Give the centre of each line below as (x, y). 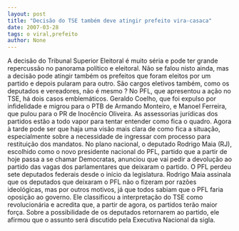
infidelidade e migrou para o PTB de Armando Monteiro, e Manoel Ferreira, (117, 106)
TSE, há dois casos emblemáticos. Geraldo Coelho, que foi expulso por (112, 99)
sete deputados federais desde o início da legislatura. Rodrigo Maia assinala (119, 175)
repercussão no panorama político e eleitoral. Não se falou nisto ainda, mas (118, 68)
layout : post (27, 14)
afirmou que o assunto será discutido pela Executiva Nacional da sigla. (111, 220)
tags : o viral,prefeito (43, 34)
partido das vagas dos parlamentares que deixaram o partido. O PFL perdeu (119, 167)
